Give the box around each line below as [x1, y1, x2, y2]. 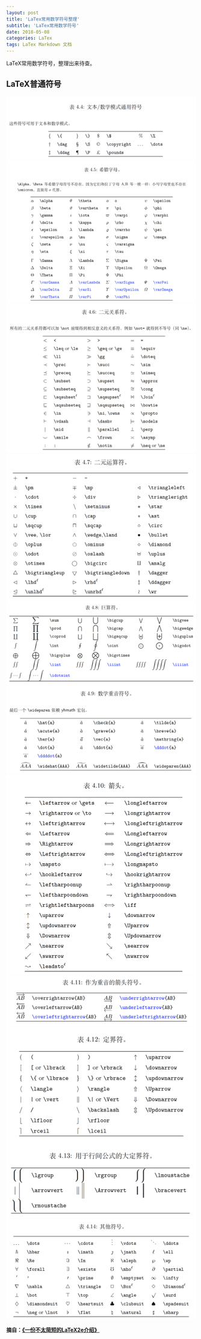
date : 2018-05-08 [6, 29, 50, 35]
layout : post [6, 10, 39, 16]
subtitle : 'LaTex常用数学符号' [6, 22, 79, 28]
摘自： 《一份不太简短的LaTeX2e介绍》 [6, 1326, 100, 1334]
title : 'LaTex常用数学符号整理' [6, 16, 80, 22]
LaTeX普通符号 [6, 79, 62, 89]
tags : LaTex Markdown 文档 [6, 42, 72, 48]
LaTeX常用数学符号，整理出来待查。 [6, 60, 96, 66]
